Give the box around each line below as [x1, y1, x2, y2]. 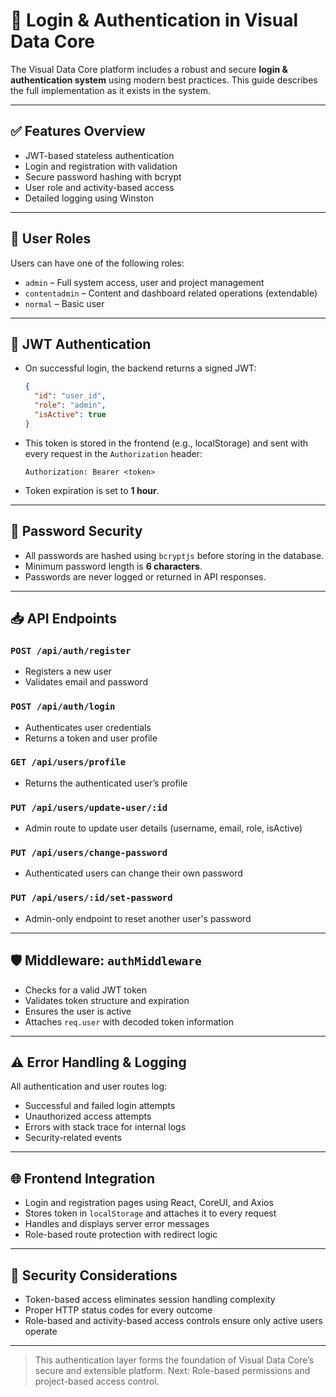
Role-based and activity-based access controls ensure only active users [24, 1314, 323, 1326]
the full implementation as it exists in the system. [10, 84, 211, 96]
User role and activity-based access [24, 181, 175, 193]
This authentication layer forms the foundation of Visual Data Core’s [34, 1354, 315, 1366]
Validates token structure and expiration [24, 994, 190, 1006]
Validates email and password [24, 676, 148, 688]
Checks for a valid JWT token [24, 984, 147, 996]
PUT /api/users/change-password [10, 847, 168, 859]
